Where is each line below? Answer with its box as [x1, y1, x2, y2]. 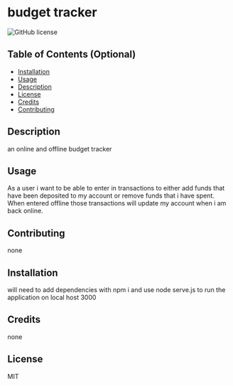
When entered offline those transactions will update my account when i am [7, 199, 227, 208]
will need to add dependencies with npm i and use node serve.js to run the [7, 286, 226, 294]
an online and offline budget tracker [7, 144, 112, 153]
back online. [7, 207, 44, 215]
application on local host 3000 [7, 293, 97, 301]
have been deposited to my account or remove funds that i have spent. [7, 191, 215, 200]
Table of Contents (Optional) [7, 48, 136, 60]
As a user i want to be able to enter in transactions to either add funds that [7, 184, 225, 193]
